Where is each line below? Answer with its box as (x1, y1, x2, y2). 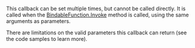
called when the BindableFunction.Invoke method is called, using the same (6, 11, 189, 18)
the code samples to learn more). (6, 36, 87, 42)
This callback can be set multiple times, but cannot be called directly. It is (6, 5, 186, 12)
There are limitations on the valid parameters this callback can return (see (6, 29, 187, 36)
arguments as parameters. (6, 18, 71, 24)
